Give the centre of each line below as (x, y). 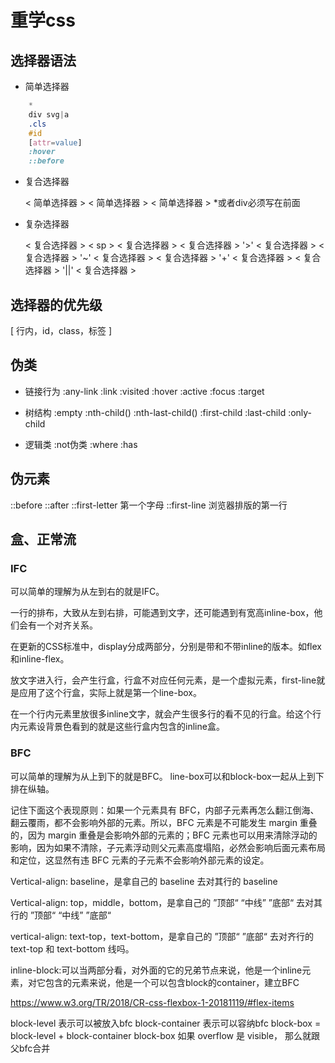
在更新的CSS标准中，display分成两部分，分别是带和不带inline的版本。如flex (166, 647)
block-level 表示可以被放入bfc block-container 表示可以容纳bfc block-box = (166, 1023)
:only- (300, 412)
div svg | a (49, 114)
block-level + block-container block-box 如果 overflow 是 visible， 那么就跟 (165, 1035)
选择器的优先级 (56, 304)
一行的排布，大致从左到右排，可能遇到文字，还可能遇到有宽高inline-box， (162, 613)
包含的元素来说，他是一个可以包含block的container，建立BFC (172, 982)
